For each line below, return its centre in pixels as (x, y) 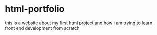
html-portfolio (35, 9)
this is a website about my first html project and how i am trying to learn (79, 23)
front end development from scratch (42, 28)
